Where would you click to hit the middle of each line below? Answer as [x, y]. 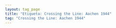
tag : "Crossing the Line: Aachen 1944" [45, 18]
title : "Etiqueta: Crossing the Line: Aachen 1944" [58, 14]
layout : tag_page [23, 9]
